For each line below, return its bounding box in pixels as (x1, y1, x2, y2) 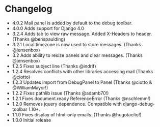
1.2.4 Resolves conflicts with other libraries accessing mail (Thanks (12, 68, 153, 74)
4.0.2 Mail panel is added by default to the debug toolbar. (12, 20, 133, 26)
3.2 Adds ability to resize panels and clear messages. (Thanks (12, 52, 143, 58)
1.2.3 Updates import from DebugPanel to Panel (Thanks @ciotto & (12, 79, 152, 85)
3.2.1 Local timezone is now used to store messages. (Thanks (12, 41, 141, 47)
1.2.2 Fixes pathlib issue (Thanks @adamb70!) (12, 90, 109, 96)
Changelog (5, 3, 52, 15)
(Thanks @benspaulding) (12, 36, 66, 42)
